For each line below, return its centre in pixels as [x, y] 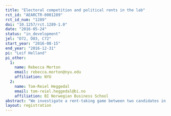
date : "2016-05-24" [26, 29]
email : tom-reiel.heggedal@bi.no [50, 91]
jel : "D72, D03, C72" [28, 39]
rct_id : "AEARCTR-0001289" [34, 15]
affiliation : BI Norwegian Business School [62, 96]
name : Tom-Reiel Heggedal [42, 86]
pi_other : [16, 58]
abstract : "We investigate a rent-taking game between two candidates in [86, 101]
